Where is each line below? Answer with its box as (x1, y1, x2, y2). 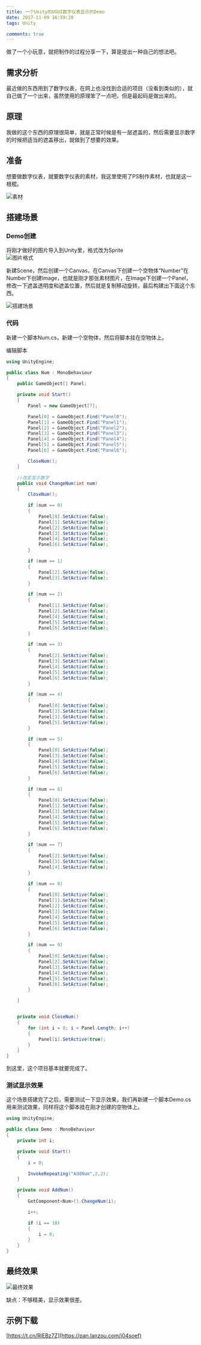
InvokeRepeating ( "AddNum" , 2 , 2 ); (28, 1170, 109, 1177)
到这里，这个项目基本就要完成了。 (6, 1065, 91, 1072)
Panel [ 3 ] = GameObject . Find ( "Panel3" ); (28, 430, 128, 437)
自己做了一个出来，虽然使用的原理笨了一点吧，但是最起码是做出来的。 (6, 92, 180, 99)
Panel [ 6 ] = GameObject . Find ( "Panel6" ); (28, 447, 128, 454)
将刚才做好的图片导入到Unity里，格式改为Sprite (6, 246, 124, 254)
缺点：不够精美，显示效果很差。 (6, 1296, 85, 1303)
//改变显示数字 (17, 474, 50, 481)
